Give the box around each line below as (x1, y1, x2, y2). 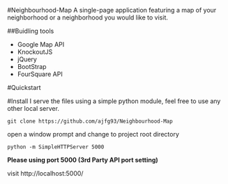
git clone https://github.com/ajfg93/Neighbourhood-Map (7, 118, 173, 125)
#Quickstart (7, 84, 41, 91)
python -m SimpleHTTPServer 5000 (7, 144, 105, 151)
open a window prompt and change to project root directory (7, 130, 180, 138)
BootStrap (17, 63, 47, 70)
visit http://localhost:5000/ (7, 169, 84, 177)
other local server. (7, 105, 59, 112)
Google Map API (17, 40, 65, 48)
